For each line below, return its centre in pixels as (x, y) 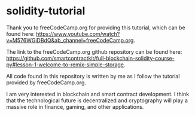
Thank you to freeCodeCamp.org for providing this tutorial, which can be (96, 28)
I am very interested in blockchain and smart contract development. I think (98, 94)
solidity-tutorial (46, 11)
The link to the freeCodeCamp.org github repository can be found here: (94, 51)
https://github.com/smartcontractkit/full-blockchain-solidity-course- (90, 58)
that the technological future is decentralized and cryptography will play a (97, 100)
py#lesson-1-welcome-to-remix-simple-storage (65, 65)
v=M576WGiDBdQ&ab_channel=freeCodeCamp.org (70, 40)
